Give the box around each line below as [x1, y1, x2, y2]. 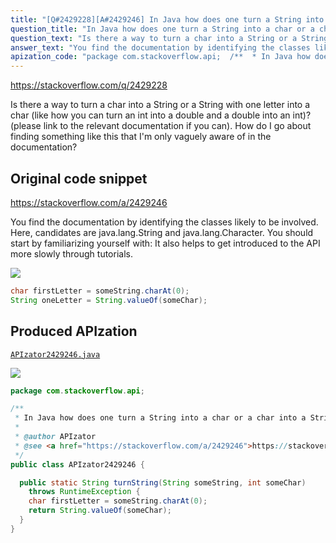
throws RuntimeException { [28, 487, 141, 497]
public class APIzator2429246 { [10, 459, 145, 470]
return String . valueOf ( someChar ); [28, 506, 172, 516]
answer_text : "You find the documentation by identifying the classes [10, 42, 311, 53]
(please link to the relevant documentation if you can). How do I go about [10, 120, 312, 132]
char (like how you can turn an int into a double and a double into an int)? [10, 109, 312, 121]
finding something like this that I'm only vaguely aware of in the [10, 131, 272, 143]
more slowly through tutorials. [10, 247, 133, 260]
